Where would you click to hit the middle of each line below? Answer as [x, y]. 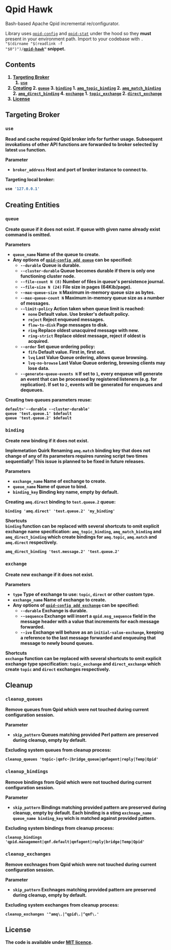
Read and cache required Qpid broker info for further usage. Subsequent [84, 139]
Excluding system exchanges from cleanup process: [62, 905]
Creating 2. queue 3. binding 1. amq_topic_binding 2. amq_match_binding [87, 88]
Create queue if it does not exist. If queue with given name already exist [83, 229]
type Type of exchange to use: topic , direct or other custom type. [83, 594]
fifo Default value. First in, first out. [67, 352]
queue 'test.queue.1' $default [39, 414]
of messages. [35, 303]
